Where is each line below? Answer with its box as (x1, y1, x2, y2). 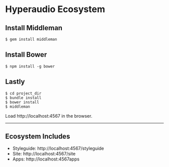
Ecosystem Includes (5, 132, 70, 141)
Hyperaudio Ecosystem (5, 4, 106, 15)
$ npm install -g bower (5, 64, 55, 69)
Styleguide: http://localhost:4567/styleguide (12, 145, 104, 151)
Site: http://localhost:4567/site (12, 151, 76, 157)
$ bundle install (5, 95, 42, 100)
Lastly (5, 77, 25, 86)
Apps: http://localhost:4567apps (12, 156, 79, 162)
